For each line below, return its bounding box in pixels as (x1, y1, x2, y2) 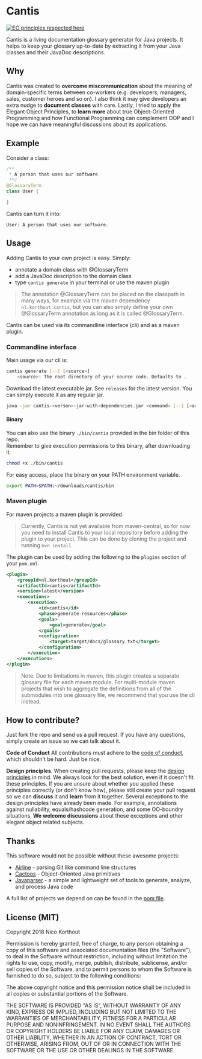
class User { (6, 188, 39, 194)
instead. (20, 698, 41, 705)
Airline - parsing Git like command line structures (14, 864, 136, 871)
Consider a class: (6, 154, 49, 161)
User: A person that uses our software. (6, 221, 109, 227)
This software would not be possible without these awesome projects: (6, 852, 180, 859)
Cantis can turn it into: (6, 210, 61, 217)
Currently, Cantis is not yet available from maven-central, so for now (20, 522, 191, 529)
